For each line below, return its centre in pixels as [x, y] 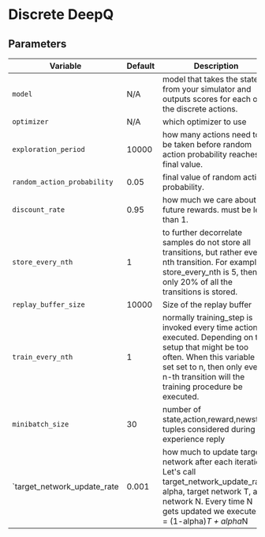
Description [216, 66]
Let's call [179, 472]
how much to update [200, 452]
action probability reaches [211, 154]
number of [181, 409]
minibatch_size [41, 424]
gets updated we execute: [210, 511]
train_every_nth [43, 357]
